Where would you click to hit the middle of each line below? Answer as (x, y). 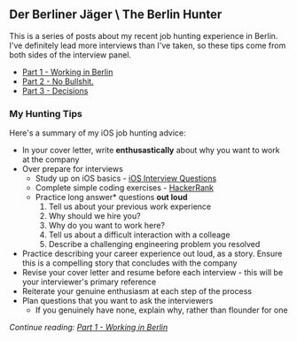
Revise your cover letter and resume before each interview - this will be (152, 273)
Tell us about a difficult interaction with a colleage (139, 235)
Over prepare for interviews (73, 169)
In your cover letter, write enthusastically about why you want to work (151, 151)
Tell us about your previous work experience (130, 206)
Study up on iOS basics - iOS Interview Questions (126, 178)
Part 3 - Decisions (55, 90)
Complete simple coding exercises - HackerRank (125, 188)
